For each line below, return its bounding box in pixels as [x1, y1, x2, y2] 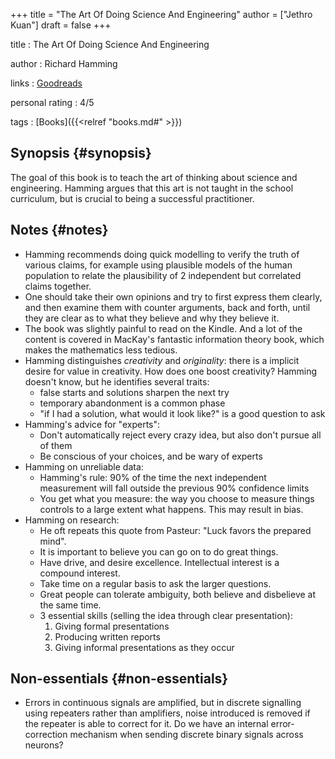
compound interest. [39, 567, 121, 579]
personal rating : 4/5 [10, 97, 95, 108]
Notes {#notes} [10, 222, 109, 239]
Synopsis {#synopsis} [10, 145, 152, 162]
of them [39, 439, 73, 451]
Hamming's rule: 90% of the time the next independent [39, 471, 267, 483]
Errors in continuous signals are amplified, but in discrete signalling [24, 697, 302, 709]
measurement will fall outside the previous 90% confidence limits [39, 482, 310, 494]
